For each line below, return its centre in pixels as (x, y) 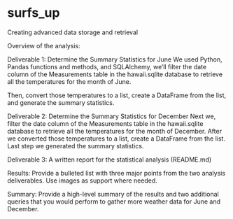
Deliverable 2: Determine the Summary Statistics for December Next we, (112, 116)
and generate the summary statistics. (61, 102)
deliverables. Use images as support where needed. (82, 181)
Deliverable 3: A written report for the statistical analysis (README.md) (110, 160)
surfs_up (34, 13)
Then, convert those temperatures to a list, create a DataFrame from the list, (117, 95)
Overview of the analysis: (44, 45)
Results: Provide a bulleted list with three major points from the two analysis (116, 173)
